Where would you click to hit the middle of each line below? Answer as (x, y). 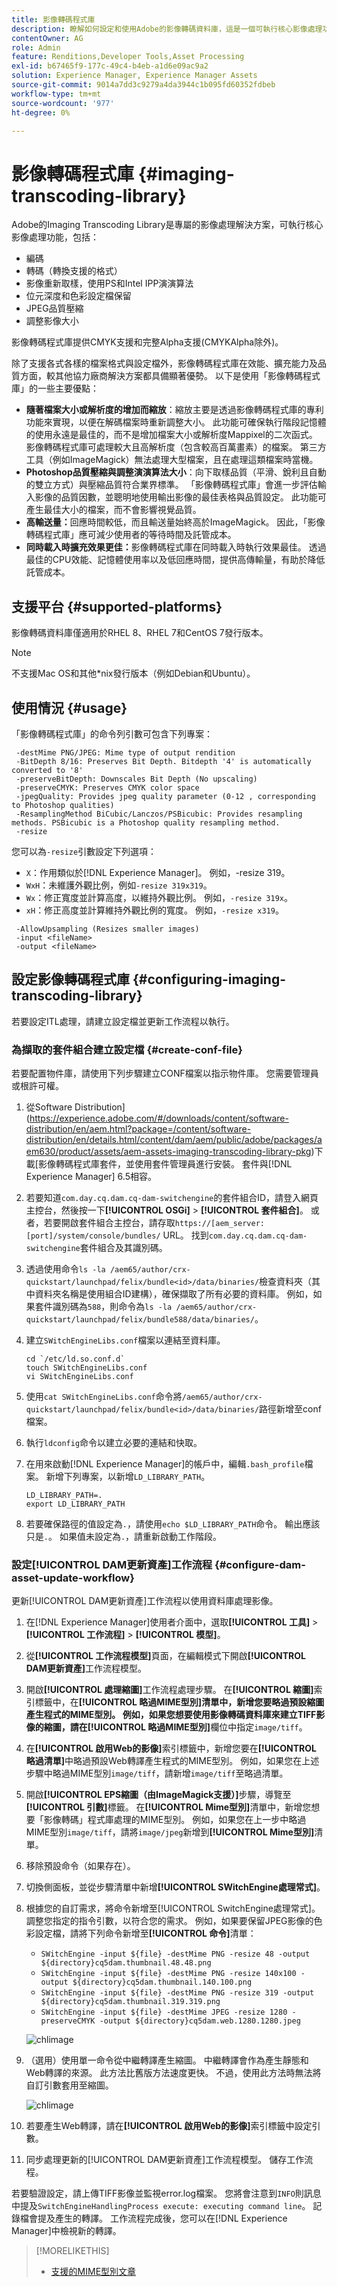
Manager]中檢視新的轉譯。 (66, 2231)
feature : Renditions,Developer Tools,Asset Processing (128, 57)
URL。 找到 (185, 1235)
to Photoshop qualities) (63, 805)
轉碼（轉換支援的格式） (74, 271)
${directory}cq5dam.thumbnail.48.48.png (126, 1963)
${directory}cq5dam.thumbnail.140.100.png (162, 1982)
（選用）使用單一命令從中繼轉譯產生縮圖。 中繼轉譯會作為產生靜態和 (167, 2060)
